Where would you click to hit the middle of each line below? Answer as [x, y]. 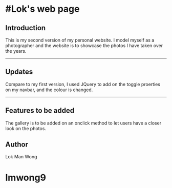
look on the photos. [26, 128]
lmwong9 [26, 177]
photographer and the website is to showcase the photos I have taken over [84, 46]
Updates [19, 72]
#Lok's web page [42, 9]
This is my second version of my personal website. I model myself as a [80, 40]
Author [17, 145]
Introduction [26, 28]
